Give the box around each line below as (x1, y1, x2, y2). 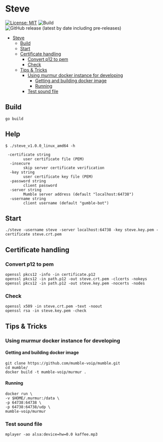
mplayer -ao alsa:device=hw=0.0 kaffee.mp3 (5, 432, 98, 437)
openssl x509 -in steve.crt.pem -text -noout (5, 304, 102, 309)
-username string (10, 196, 46, 201)
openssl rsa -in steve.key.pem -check (5, 308, 87, 314)
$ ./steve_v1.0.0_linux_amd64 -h (5, 143, 75, 149)
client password (23, 183, 57, 188)
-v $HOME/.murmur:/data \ (5, 396, 59, 401)
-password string (10, 178, 46, 184)
